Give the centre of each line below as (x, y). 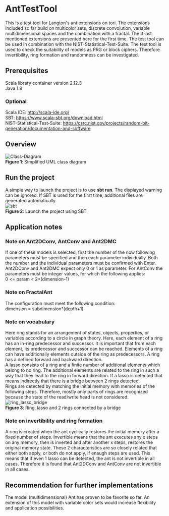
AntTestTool (31, 9)
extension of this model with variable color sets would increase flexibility (81, 503)
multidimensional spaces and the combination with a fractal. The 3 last (79, 33)
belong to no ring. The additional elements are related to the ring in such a (82, 370)
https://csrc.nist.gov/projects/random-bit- (106, 123)
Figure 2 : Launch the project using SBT (46, 211)
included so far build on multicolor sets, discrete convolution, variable (78, 28)
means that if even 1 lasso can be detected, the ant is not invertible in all (80, 458)
